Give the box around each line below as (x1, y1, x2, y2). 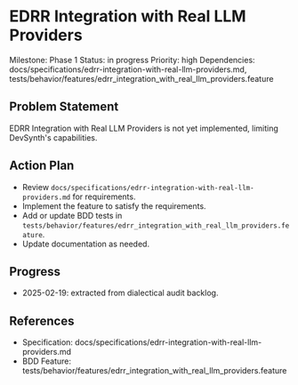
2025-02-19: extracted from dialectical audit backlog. (21, 287, 219, 299)
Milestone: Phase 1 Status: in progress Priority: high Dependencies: (9, 54, 255, 65)
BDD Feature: (21, 356, 72, 366)
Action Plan (9, 158, 75, 173)
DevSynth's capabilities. (9, 132, 98, 143)
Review (21, 181, 50, 192)
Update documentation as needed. (21, 238, 149, 249)
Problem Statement (9, 100, 119, 115)
